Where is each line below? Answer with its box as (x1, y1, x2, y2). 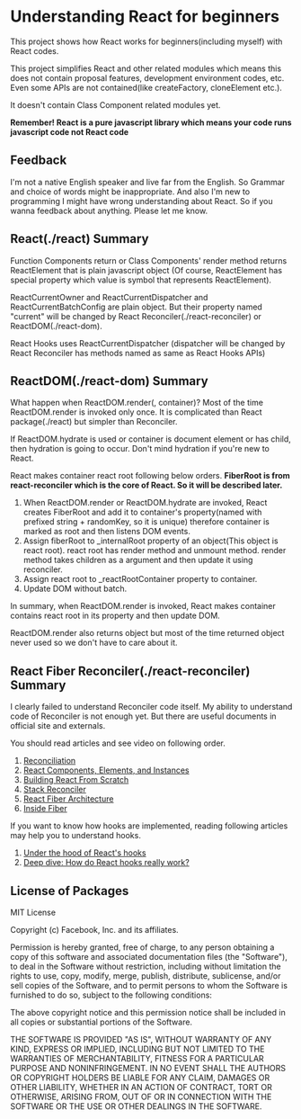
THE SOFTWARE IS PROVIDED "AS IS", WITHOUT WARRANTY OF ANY (10, 1034, 272, 1044)
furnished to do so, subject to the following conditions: (10, 989, 212, 1000)
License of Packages (10, 883, 129, 899)
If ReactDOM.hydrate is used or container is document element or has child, (10, 434, 291, 444)
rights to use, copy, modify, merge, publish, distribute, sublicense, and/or (10, 971, 281, 981)
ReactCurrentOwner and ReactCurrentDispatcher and (10, 291, 208, 302)
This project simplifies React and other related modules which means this (10, 63, 282, 74)
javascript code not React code (10, 126, 129, 137)
